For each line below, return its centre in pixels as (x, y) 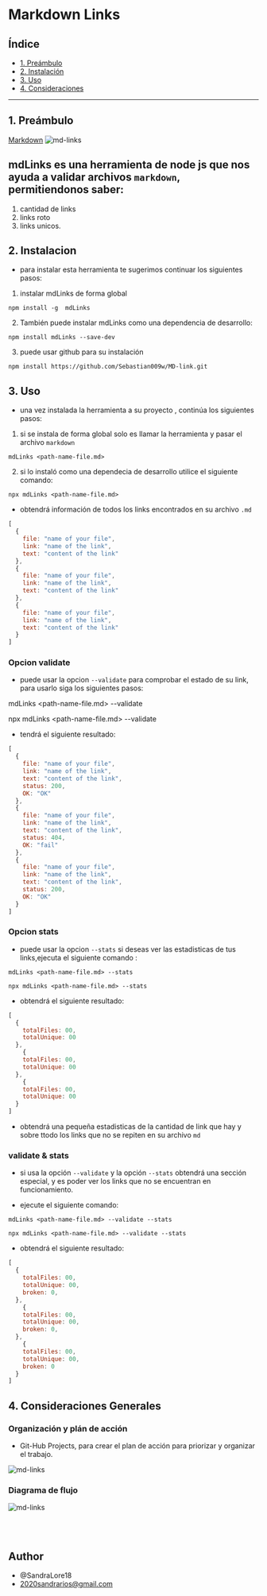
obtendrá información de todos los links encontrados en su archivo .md (135, 509)
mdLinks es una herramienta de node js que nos (129, 165)
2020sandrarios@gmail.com (66, 1584)
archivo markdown (47, 442)
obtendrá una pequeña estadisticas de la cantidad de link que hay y (131, 1126)
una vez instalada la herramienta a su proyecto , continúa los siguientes (137, 410)
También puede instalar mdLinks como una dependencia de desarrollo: (136, 323)
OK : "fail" (41, 845)
